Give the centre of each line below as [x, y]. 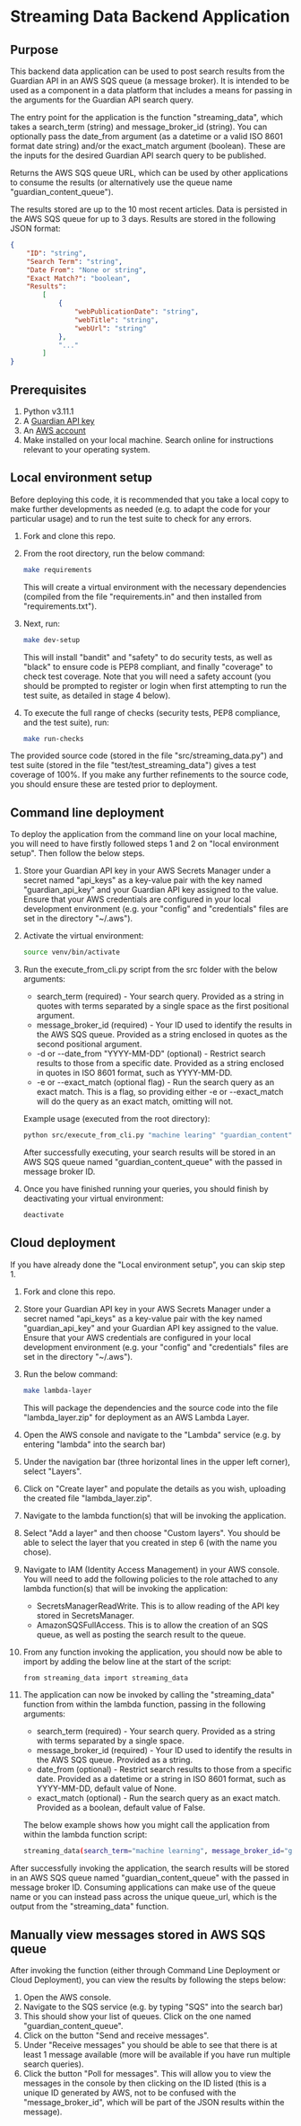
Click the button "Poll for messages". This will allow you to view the [147, 2074]
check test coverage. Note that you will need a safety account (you [147, 676]
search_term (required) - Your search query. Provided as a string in [160, 997]
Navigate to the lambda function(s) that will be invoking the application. [155, 1515]
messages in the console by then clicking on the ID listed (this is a [145, 2083]
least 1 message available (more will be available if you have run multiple [157, 2055]
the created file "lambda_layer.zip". [88, 1498]
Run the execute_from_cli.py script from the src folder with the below [150, 970]
